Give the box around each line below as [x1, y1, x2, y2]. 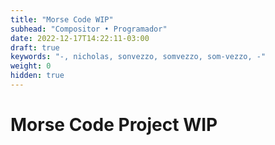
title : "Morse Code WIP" [10, 14, 114, 25]
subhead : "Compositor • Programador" [10, 24, 168, 34]
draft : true [10, 42, 60, 53]
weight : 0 [10, 61, 52, 71]
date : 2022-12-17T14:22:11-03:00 [10, 33, 150, 43]
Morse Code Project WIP [10, 114, 218, 136]
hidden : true [10, 71, 65, 81]
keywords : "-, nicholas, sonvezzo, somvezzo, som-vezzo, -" [10, 52, 267, 62]
